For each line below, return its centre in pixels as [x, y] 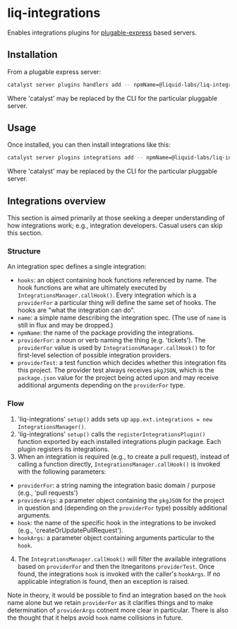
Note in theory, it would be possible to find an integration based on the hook [117, 595]
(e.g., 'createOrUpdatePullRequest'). [70, 530]
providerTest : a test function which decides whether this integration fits [122, 363]
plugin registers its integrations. [63, 449]
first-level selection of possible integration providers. [94, 355]
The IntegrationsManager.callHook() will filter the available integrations [122, 558]
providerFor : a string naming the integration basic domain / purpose [116, 485]
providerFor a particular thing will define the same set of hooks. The [117, 303]
